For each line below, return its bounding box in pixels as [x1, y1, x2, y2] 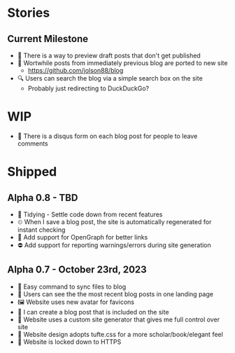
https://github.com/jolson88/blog [27, 67, 124, 74]
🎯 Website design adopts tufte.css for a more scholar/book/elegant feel [17, 330, 224, 338]
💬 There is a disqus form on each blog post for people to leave [17, 132, 198, 140]
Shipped [7, 164, 57, 180]
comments [17, 139, 48, 148]
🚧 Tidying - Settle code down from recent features [17, 210, 163, 219]
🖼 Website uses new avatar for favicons [17, 298, 135, 306]
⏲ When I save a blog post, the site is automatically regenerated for [17, 217, 212, 226]
